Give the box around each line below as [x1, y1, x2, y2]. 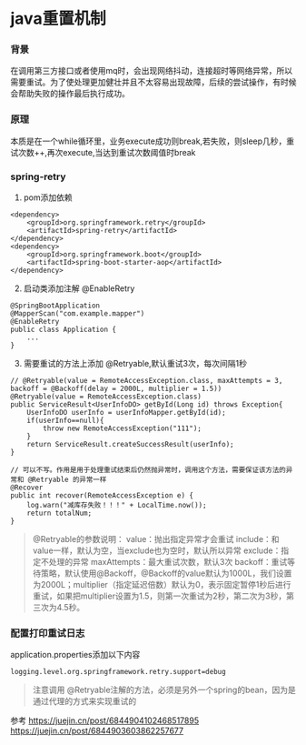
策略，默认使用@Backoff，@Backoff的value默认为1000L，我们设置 [40, 568, 292, 579]
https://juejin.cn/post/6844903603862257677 [10, 725, 184, 737]
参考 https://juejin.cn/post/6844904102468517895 [10, 715, 199, 726]
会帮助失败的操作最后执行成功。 [10, 88, 130, 99]
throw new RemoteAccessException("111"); [43, 424, 202, 433]
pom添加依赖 [23, 192, 74, 203]
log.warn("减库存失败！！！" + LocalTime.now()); [26, 501, 207, 510]
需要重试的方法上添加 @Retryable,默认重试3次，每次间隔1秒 [23, 358, 248, 369]
